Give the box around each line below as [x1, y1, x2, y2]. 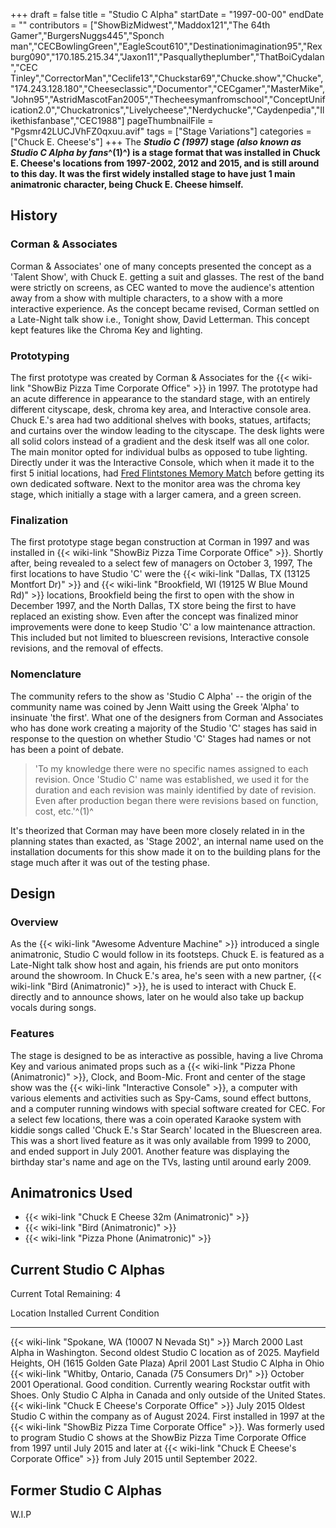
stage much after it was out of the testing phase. [10, 856, 210, 868]
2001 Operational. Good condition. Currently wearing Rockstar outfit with [10, 1379, 311, 1391]
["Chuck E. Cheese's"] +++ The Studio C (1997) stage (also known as [10, 136, 302, 148]
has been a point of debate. [10, 743, 124, 755]
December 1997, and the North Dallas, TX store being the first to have [10, 600, 297, 612]
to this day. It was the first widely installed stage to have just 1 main [10, 168, 296, 179]
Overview [10, 915, 59, 929]
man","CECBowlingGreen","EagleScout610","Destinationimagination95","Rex [10, 40, 323, 52]
